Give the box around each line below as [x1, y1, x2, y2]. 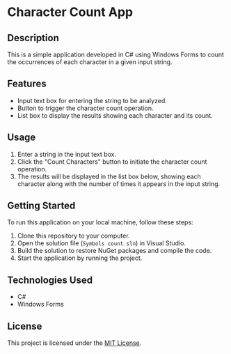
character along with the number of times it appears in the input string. [17, 179, 221, 188]
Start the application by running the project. [17, 254, 143, 262]
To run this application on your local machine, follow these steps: [7, 218, 193, 226]
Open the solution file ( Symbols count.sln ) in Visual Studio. [17, 239, 186, 247]
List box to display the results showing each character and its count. [17, 111, 214, 119]
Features [7, 78, 47, 90]
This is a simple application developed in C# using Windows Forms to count [7, 50, 225, 59]
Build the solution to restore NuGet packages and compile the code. [17, 247, 212, 255]
